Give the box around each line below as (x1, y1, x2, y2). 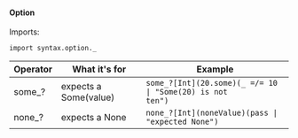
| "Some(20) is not (145, 87, 228, 97)
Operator (13, 63, 53, 75)
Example (196, 63, 234, 75)
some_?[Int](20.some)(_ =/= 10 (145, 78, 278, 88)
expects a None (60, 111, 127, 124)
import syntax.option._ (9, 44, 98, 53)
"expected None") (145, 117, 219, 127)
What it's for (72, 63, 127, 75)
